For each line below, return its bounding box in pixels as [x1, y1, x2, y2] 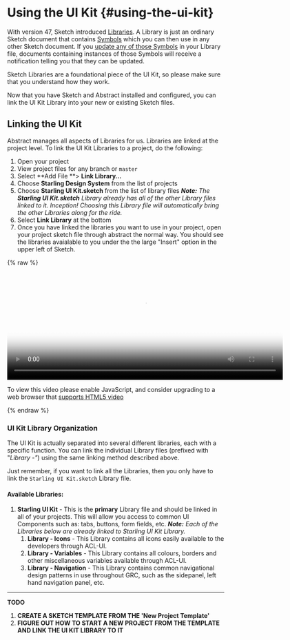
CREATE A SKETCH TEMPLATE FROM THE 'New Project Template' [17, 612, 210, 620]
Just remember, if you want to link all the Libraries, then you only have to [7, 467, 214, 475]
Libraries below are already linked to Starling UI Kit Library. [17, 527, 186, 535]
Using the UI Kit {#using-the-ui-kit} [7, 5, 214, 21]
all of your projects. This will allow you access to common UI [17, 513, 189, 521]
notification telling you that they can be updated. [7, 56, 145, 65]
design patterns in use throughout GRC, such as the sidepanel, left [27, 571, 217, 579]
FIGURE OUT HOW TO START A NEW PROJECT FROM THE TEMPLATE [17, 619, 220, 628]
